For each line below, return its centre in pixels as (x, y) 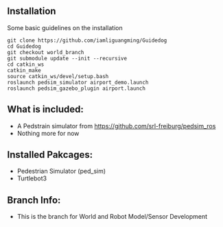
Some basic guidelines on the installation (65, 27)
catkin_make (24, 70)
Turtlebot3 (32, 178)
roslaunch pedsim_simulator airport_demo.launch (78, 82)
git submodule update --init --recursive (67, 58)
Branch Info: (34, 200)
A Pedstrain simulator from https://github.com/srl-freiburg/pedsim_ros (116, 126)
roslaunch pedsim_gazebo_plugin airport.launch (77, 88)
